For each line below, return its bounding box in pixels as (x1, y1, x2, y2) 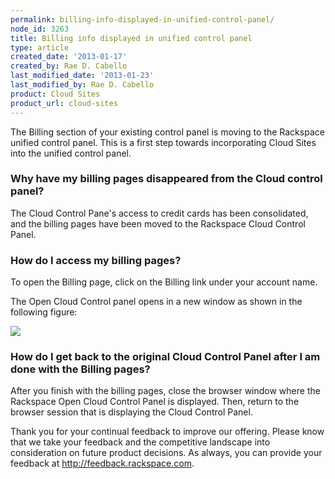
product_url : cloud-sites (10, 98, 118, 108)
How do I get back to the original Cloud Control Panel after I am (10, 350, 321, 364)
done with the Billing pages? (10, 362, 151, 376)
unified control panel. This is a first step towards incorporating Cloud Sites (10, 136, 317, 148)
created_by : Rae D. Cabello (10, 61, 128, 71)
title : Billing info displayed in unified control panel (10, 33, 253, 43)
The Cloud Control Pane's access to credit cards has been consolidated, (10, 207, 309, 219)
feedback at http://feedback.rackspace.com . (10, 457, 195, 470)
